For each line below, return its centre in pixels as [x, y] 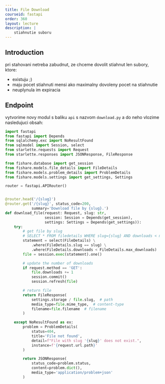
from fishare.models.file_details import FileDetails [61, 168]
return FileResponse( [45, 295]
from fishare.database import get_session [49, 163]
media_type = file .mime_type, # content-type [78, 304]
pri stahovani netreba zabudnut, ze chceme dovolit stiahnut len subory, [77, 64]
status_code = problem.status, [61, 363]
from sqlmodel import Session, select [45, 145]
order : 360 [16, 19]
